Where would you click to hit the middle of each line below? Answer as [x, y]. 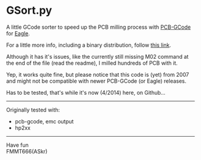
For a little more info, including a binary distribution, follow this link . [89, 45]
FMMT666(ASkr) [27, 151]
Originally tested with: [33, 110]
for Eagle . [18, 33]
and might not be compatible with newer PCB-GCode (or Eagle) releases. [96, 81]
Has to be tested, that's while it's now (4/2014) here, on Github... [86, 92]
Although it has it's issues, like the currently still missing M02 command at [98, 56]
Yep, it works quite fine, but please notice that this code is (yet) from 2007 [98, 74]
